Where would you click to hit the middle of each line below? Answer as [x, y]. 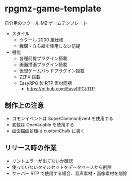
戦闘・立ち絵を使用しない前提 [50, 46]
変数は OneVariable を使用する [43, 124]
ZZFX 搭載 [30, 77]
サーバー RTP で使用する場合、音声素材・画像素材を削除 [69, 173]
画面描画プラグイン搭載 [43, 64]
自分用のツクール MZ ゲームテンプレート [46, 23]
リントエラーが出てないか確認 [42, 161]
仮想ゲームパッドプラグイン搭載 [52, 70]
